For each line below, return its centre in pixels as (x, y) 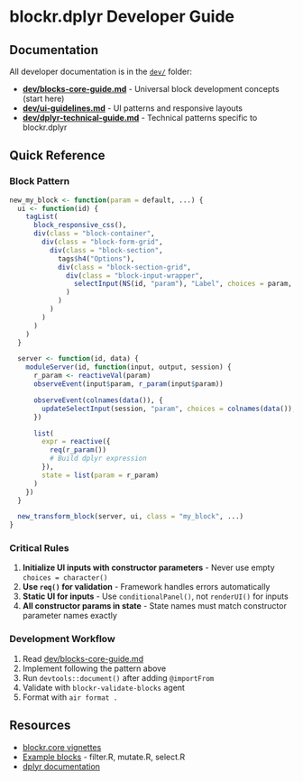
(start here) (43, 98)
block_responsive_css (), (80, 225)
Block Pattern (40, 181)
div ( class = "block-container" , (94, 234)
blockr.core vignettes (62, 747)
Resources (40, 726)
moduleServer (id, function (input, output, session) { (129, 367)
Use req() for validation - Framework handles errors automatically (146, 587)
